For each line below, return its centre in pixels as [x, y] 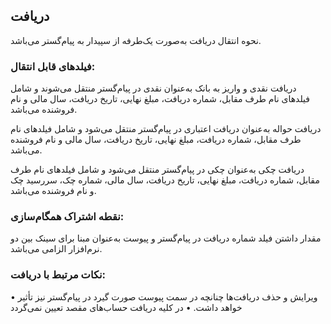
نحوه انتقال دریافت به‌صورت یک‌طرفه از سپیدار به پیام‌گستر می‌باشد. [136, 40]
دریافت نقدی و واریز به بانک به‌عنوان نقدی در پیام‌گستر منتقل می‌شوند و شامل [153, 88]
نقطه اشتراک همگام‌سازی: [67, 217]
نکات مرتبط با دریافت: [58, 275]
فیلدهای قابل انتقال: [53, 66]
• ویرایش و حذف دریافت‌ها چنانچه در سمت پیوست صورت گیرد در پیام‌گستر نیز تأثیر [164, 296]
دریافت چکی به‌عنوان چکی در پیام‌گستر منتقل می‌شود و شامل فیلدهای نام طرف [157, 170]
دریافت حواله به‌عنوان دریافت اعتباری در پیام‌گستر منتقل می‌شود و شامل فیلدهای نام [166, 129]
